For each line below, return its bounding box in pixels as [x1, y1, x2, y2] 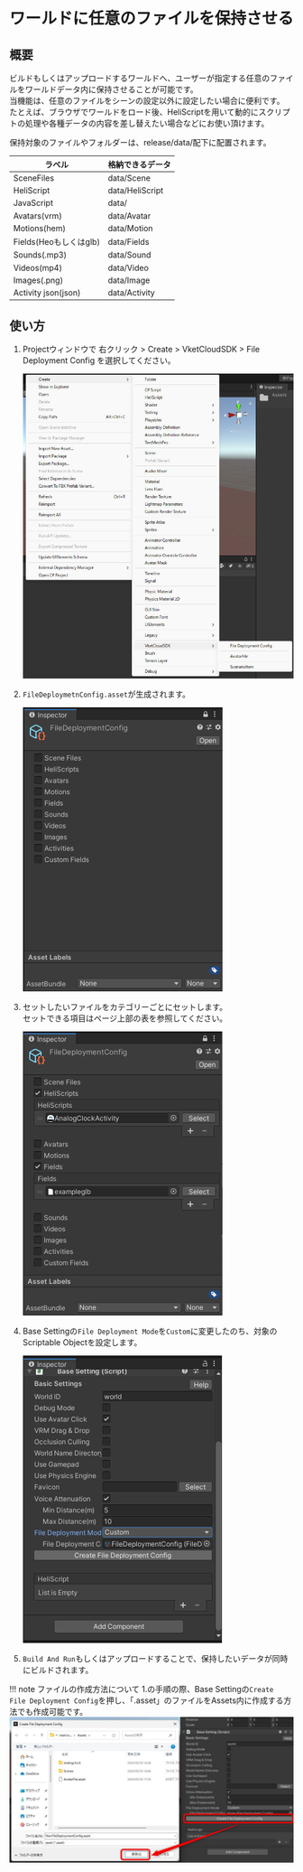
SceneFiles [13, 173, 55, 183]
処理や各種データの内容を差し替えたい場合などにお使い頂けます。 [24, 118, 270, 128]
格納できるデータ [107, 159, 171, 170]
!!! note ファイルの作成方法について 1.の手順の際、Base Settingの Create [9, 1684, 274, 1695]
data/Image [107, 275, 151, 285]
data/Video [107, 262, 149, 273]
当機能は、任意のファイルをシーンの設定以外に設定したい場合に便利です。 [9, 96, 285, 106]
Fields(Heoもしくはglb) [13, 237, 101, 247]
